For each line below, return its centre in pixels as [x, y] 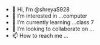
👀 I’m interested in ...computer [50, 16]
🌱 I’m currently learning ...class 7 [53, 22]
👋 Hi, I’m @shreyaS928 [41, 9]
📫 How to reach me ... [40, 36]
